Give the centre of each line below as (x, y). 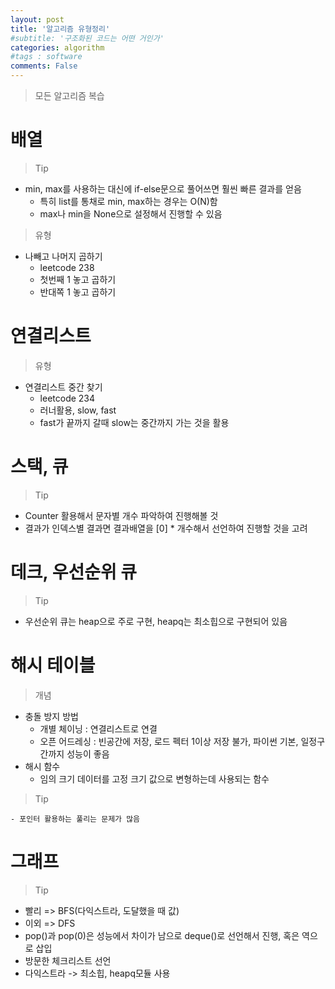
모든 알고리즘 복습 (69, 95)
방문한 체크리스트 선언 (68, 960)
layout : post (37, 19)
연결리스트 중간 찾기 (63, 387)
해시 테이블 (53, 665)
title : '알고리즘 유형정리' (60, 29)
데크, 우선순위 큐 (74, 572)
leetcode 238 (67, 267)
